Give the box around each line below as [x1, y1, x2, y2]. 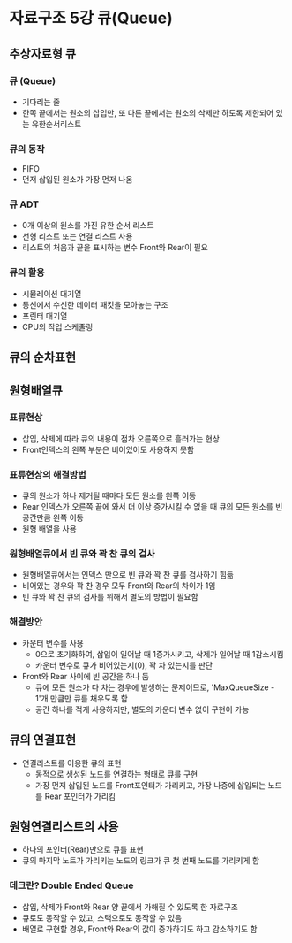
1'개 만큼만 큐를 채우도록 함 [34, 693, 128, 703]
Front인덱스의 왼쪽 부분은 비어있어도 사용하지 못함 [21, 444, 195, 455]
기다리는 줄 [21, 96, 61, 107]
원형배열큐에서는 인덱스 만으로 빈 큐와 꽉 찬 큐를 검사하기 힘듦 [21, 570, 234, 580]
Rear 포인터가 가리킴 [44, 791, 116, 801]
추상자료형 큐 [9, 46, 77, 61]
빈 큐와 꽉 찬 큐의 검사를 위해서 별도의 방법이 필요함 [21, 592, 198, 602]
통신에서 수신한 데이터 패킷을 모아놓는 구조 [21, 299, 169, 310]
